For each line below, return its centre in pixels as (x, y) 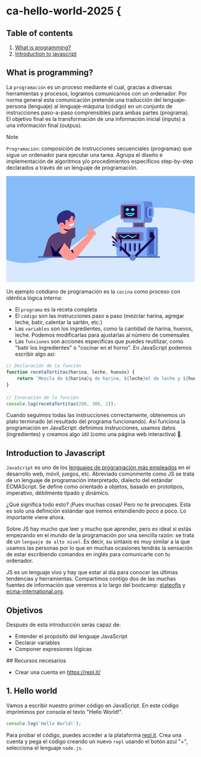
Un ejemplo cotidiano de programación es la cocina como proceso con (93, 292)
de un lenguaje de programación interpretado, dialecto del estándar (89, 480)
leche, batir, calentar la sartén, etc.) (59, 322)
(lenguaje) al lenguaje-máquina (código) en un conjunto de (100, 106)
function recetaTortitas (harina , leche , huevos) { (71, 373)
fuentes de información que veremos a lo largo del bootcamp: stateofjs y (96, 585)
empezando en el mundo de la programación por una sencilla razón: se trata (100, 535)
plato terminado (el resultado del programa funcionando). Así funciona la (96, 422)
